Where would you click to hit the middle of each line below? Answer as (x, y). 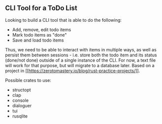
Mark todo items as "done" (39, 35)
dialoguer (22, 105)
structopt (21, 90)
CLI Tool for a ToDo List (41, 8)
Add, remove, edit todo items (42, 30)
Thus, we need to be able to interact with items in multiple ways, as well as (81, 49)
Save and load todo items (38, 40)
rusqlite (20, 116)
